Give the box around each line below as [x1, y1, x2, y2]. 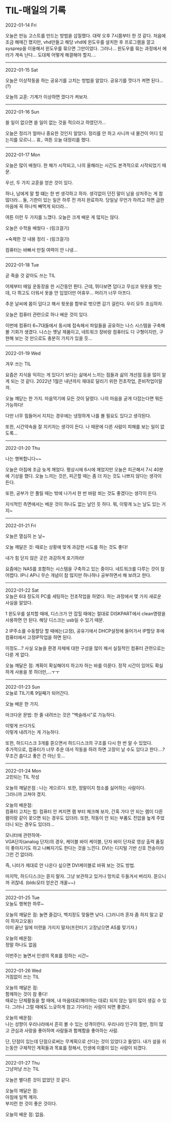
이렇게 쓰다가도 [5, 722, 36, 729]
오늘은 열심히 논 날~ [5, 533, 46, 539]
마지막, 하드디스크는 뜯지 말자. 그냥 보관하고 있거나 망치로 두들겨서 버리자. [5, 873, 153, 879]
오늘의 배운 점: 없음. [5, 1111, 45, 1117]
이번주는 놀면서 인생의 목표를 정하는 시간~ [5, 952, 89, 959]
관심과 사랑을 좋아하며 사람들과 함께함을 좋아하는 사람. [10, 1027, 119, 1033]
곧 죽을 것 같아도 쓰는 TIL [5, 272, 56, 278]
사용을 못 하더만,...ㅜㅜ [14, 669, 60, 675]
